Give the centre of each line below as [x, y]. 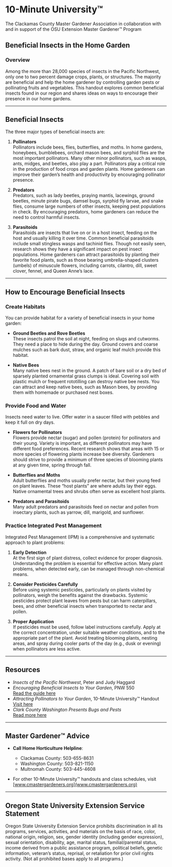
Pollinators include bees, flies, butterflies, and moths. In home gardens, [88, 147]
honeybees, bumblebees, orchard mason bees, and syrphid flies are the [89, 153]
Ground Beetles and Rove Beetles [49, 333]
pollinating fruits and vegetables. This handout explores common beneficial [85, 87]
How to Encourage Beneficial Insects [65, 292]
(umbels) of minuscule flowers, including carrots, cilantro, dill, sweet [85, 265]
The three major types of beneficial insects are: [55, 132]
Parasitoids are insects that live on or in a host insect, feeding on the [85, 233]
